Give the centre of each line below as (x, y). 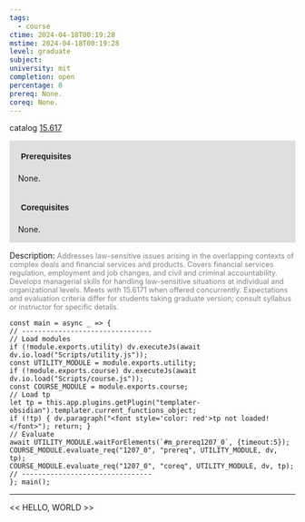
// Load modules (40, 340)
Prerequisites (46, 157)
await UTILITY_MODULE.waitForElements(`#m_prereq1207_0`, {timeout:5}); (150, 443)
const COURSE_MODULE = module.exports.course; (99, 387)
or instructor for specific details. (64, 307)
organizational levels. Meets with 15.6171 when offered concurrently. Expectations (149, 290)
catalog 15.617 (36, 128)
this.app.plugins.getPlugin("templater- (123, 403)
